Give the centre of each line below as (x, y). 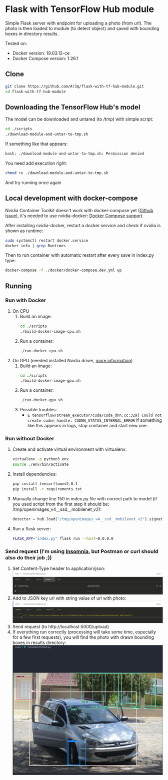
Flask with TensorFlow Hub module (79, 9)
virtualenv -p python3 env (40, 459)
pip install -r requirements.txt (47, 489)
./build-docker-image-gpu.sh (50, 381)
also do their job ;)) (28, 557)
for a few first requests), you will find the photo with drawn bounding (83, 637)
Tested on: (16, 43)
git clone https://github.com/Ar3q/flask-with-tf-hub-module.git (74, 86)
